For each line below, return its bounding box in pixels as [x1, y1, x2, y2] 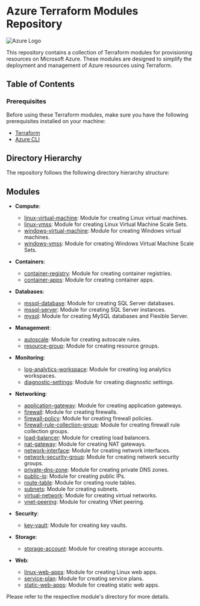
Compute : [14, 202, 41, 210]
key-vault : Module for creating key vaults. [23, 521, 128, 529]
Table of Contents [6, 79, 75, 89]
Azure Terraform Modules [6, 4, 139, 18]
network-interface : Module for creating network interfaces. [23, 447, 170, 454]
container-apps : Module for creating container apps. [23, 276, 155, 283]
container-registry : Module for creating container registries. [23, 270, 172, 277]
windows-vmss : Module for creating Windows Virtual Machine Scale [23, 240, 194, 247]
